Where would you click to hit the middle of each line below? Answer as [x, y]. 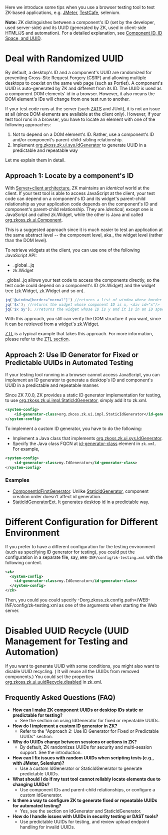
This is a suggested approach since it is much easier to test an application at [84, 230]
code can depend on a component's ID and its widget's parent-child [75, 198]
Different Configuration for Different [82, 522]
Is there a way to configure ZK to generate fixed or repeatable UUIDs [85, 800]
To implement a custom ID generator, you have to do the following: [74, 429]
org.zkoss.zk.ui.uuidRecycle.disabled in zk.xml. [54, 682]
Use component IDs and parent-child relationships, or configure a [87, 789]
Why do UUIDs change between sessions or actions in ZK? [74, 742]
